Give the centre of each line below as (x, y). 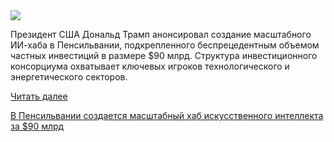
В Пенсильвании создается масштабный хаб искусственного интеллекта (167, 115)
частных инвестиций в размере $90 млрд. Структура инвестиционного (164, 55)
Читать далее (39, 96)
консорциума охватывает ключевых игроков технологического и (150, 66)
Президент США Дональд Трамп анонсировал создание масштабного (161, 34)
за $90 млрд (37, 126)
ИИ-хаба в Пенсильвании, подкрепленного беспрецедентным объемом (165, 45)
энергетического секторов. (69, 77)
